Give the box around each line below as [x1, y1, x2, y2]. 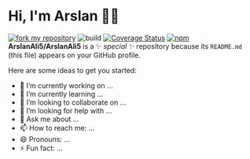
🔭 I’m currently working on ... [19, 80, 113, 90]
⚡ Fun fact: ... [19, 143, 63, 153]
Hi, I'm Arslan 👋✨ [8, 7, 119, 25]
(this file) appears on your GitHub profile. [8, 50, 142, 60]
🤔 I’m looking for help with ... [19, 105, 112, 115]
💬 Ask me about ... [19, 114, 79, 124]
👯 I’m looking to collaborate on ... [19, 98, 127, 107]
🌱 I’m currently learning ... [19, 89, 104, 98]
